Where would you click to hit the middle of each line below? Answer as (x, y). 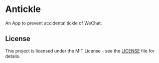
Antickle (23, 9)
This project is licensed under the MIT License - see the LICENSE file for (80, 50)
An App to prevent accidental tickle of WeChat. (54, 23)
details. (13, 56)
